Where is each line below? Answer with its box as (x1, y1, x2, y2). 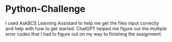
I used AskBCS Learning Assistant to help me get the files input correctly (5, 20, 159, 26)
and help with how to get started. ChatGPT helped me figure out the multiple (5, 25, 167, 31)
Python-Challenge (5, 3, 86, 15)
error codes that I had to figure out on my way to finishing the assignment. (5, 31, 163, 37)
